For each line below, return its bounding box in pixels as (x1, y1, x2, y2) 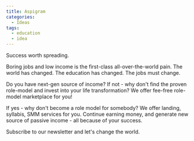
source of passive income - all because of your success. (6, 117, 143, 123)
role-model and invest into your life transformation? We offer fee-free (6, 87, 173, 94)
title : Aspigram (6, 8, 46, 15)
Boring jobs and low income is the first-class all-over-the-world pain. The (6, 63, 183, 70)
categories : (6, 14, 35, 20)
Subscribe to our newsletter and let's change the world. (6, 128, 140, 135)
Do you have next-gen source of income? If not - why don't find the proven (6, 81, 187, 88)
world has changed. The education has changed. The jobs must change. (6, 70, 181, 76)
